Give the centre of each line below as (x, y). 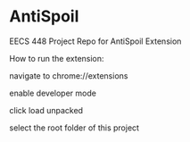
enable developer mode (53, 93)
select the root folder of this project (74, 128)
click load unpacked (46, 110)
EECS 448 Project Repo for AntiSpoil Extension (95, 41)
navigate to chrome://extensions (69, 75)
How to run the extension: (57, 58)
